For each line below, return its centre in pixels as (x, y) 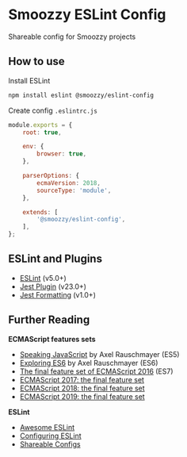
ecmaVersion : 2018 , (69, 183)
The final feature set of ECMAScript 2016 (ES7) (96, 371)
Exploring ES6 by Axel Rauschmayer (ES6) (89, 363)
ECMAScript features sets (52, 339)
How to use (36, 61)
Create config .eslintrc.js (53, 110)
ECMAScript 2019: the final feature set (82, 396)
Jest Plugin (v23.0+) (53, 286)
